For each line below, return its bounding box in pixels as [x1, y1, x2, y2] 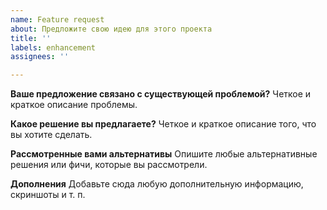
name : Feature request [10, 14, 105, 25]
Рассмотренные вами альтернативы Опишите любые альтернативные [10, 148, 318, 160]
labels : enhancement [10, 42, 97, 53]
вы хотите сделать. [10, 129, 93, 141]
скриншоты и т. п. [10, 189, 86, 201]
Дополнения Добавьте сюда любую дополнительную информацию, [10, 178, 304, 190]
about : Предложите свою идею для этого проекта [10, 24, 213, 34]
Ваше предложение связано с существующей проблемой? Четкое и [10, 88, 312, 100]
